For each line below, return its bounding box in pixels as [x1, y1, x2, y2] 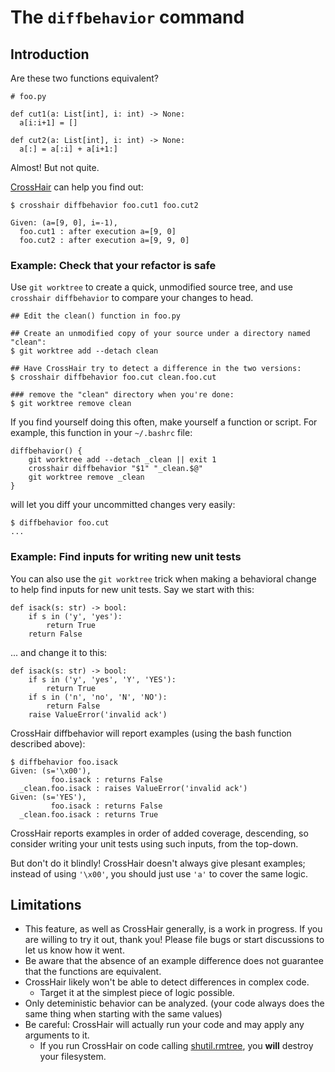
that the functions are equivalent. [24, 966, 162, 978]
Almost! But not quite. [10, 162, 100, 173]
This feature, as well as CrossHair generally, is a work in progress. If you [24, 923, 323, 935]
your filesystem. [39, 1051, 107, 1063]
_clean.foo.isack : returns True [19, 809, 159, 820]
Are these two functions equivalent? [10, 72, 159, 84]
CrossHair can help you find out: [10, 181, 144, 193]
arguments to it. [24, 1029, 90, 1041]
